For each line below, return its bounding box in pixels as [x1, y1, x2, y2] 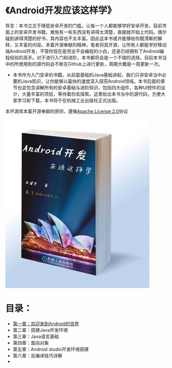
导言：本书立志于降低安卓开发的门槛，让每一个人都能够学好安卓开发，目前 [5, 22, 162, 29]
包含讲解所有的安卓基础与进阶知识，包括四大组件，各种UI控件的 [26, 84, 161, 90]
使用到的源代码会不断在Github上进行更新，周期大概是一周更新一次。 [18, 61, 163, 67]
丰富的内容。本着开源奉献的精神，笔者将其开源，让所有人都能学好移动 [18, 41, 167, 48]
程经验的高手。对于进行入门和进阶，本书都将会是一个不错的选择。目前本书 [5, 54, 162, 60]
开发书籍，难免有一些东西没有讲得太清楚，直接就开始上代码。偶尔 [27, 29, 167, 35]
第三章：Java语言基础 [12, 333, 59, 339]
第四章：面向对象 [12, 339, 49, 346]
